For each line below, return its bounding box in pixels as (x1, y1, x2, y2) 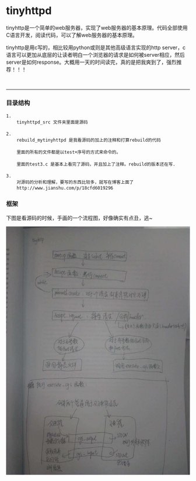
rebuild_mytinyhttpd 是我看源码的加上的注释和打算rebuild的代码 (16, 138, 162, 143)
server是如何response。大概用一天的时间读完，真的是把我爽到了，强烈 (6, 59, 177, 66)
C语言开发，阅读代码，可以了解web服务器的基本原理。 (6, 31, 138, 39)
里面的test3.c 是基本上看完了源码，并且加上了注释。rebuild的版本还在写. (16, 162, 176, 167)
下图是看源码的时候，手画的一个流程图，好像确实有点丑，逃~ (6, 214, 153, 221)
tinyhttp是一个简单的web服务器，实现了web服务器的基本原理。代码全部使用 (6, 24, 188, 31)
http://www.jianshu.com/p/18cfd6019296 (16, 185, 114, 191)
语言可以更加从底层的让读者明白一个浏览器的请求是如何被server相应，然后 (6, 51, 185, 58)
